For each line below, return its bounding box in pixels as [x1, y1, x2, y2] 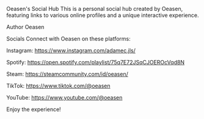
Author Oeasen [6, 24, 45, 30]
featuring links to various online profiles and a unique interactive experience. [6, 12, 199, 19]
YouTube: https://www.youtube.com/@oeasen [6, 94, 123, 101]
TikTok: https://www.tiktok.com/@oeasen [6, 82, 111, 89]
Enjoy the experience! [6, 106, 61, 113]
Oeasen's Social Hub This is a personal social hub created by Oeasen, [6, 5, 183, 12]
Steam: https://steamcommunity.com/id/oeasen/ [6, 70, 128, 78]
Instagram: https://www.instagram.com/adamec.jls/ [6, 47, 136, 54]
